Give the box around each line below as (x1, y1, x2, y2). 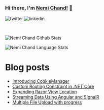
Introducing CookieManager (12, 78, 69, 84)
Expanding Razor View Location (12, 89, 77, 95)
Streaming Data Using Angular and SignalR (12, 94, 100, 100)
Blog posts (5, 62, 50, 73)
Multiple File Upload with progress (12, 99, 82, 106)
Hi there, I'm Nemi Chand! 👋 (5, 4, 73, 11)
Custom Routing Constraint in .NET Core (12, 84, 95, 90)
